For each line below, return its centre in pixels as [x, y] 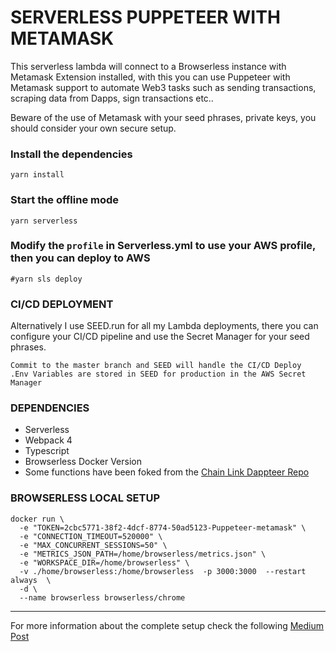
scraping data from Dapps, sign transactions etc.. [112, 98]
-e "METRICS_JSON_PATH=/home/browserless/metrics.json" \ [143, 554]
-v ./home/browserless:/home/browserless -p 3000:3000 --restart [163, 571]
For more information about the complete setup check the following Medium [167, 625]
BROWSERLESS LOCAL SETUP [85, 498]
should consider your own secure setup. [93, 128]
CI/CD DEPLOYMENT [62, 304]
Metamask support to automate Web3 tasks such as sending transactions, [163, 87]
